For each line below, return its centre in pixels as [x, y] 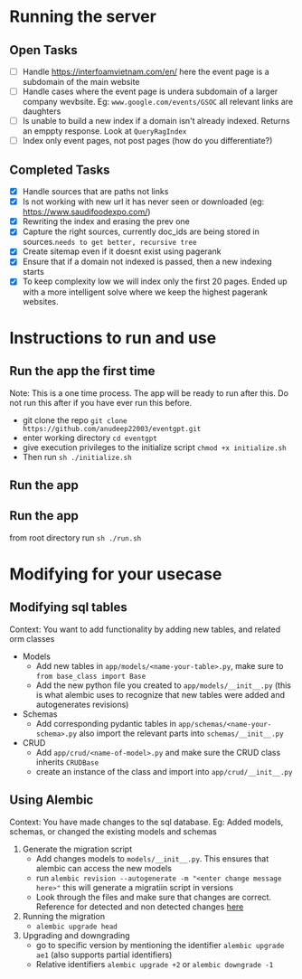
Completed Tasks [60, 169]
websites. [40, 301]
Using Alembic [52, 800]
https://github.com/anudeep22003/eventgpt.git [112, 428]
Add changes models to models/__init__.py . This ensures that [152, 858]
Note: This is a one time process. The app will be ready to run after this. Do [149, 393]
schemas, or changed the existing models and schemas [113, 831]
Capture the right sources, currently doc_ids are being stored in [141, 231]
